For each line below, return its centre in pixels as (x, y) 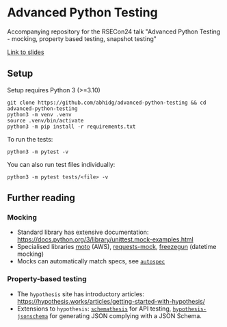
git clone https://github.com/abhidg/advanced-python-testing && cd (107, 103)
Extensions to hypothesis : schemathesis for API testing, (94, 309)
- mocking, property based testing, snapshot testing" (82, 38)
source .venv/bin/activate (45, 120)
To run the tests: (30, 139)
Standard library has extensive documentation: (83, 232)
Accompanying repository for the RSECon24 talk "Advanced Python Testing (114, 31)
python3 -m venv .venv (39, 114)
